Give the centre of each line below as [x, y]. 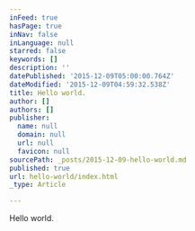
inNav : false [34, 34]
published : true [40, 168]
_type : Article [38, 185]
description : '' [40, 68]
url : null [35, 143]
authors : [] [31, 110]
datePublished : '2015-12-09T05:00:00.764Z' [92, 76]
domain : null [42, 135]
